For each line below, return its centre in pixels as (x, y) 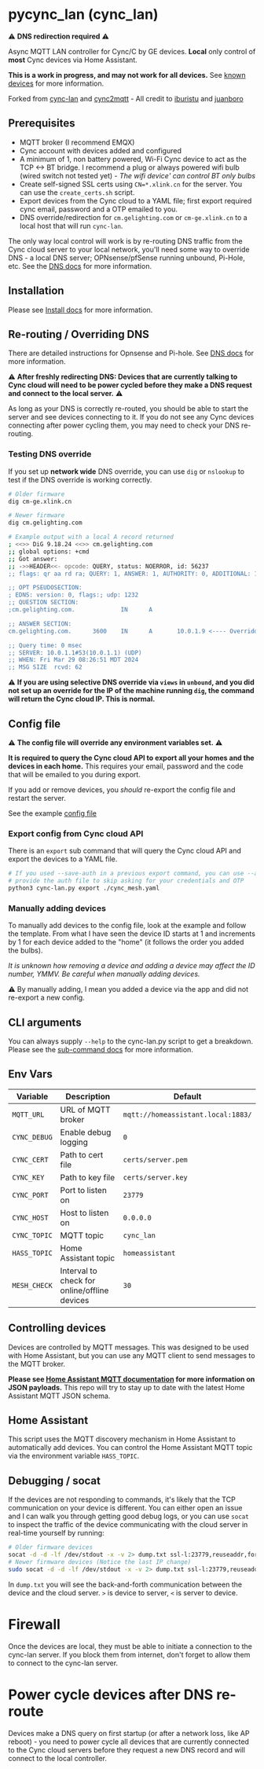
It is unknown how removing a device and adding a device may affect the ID (132, 966)
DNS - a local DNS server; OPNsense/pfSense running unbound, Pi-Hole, (126, 258)
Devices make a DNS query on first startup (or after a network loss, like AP (129, 1733)
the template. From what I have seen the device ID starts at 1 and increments (132, 934)
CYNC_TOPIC (32, 1235)
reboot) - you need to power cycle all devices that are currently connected (129, 1741)
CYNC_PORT (30, 1195)
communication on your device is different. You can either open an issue (125, 1508)
